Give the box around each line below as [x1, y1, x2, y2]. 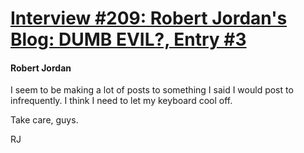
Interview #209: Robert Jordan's [10, 7, 288, 30]
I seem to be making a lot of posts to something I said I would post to [10, 84, 294, 96]
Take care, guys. [10, 114, 79, 126]
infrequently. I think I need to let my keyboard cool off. [10, 95, 233, 107]
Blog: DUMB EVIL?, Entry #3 [10, 28, 247, 51]
